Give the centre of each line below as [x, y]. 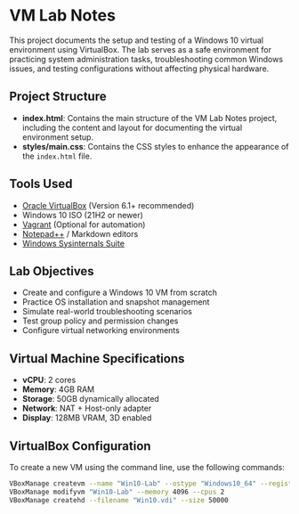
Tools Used [41, 184]
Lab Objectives [52, 271]
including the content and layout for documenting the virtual [132, 127]
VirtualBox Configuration [80, 446]
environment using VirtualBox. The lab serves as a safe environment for [141, 49]
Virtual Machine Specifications [97, 359]
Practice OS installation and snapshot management [116, 302]
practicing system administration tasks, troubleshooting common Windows [146, 59]
